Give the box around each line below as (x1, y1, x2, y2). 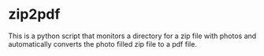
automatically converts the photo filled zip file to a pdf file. (8, 39, 197, 48)
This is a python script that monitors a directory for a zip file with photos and (8, 31, 257, 40)
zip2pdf (8, 5, 61, 23)
